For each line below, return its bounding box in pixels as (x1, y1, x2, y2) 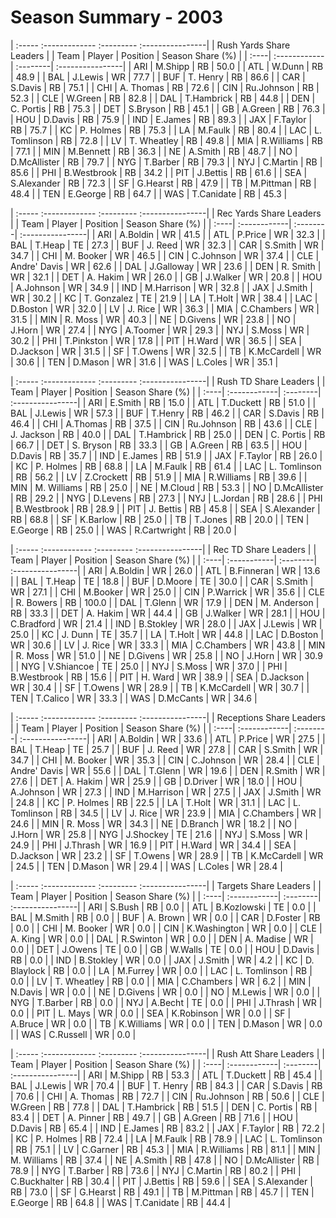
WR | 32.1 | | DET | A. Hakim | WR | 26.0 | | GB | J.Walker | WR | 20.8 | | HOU (10, 271, 323, 283)
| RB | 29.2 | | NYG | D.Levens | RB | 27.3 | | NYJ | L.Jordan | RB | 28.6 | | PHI (10, 492, 323, 504)
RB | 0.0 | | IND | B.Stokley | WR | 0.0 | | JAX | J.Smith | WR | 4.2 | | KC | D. (10, 954, 315, 966)
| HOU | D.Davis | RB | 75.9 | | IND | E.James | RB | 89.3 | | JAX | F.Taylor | (10, 113, 313, 125)
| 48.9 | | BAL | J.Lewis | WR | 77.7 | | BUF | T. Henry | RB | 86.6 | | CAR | (10, 71, 306, 83)
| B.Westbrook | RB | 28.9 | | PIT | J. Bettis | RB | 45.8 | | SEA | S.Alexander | (10, 502, 321, 515)
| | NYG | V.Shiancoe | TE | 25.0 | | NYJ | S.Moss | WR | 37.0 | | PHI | (10, 660, 288, 672)
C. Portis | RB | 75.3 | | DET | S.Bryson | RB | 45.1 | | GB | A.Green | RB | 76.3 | (10, 102, 326, 115)
